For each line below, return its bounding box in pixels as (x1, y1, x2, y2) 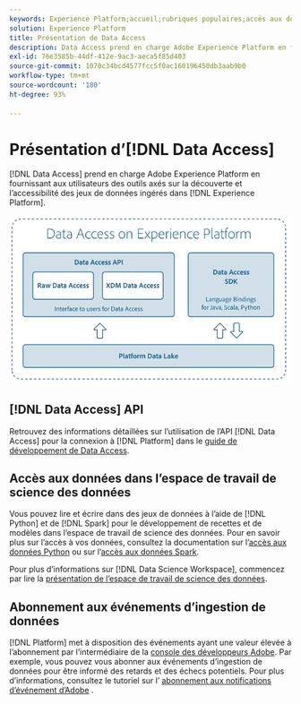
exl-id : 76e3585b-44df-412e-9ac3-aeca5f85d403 (9, 52, 186, 62)
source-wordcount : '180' (9, 81, 102, 90)
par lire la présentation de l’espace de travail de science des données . (9, 573, 268, 584)
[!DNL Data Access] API (9, 402, 144, 417)
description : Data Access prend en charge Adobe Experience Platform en (9, 43, 287, 52)
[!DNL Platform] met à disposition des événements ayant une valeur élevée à (9, 637, 292, 648)
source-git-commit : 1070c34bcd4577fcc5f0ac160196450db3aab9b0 (9, 62, 246, 71)
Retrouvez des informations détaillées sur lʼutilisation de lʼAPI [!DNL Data (9, 425, 276, 436)
